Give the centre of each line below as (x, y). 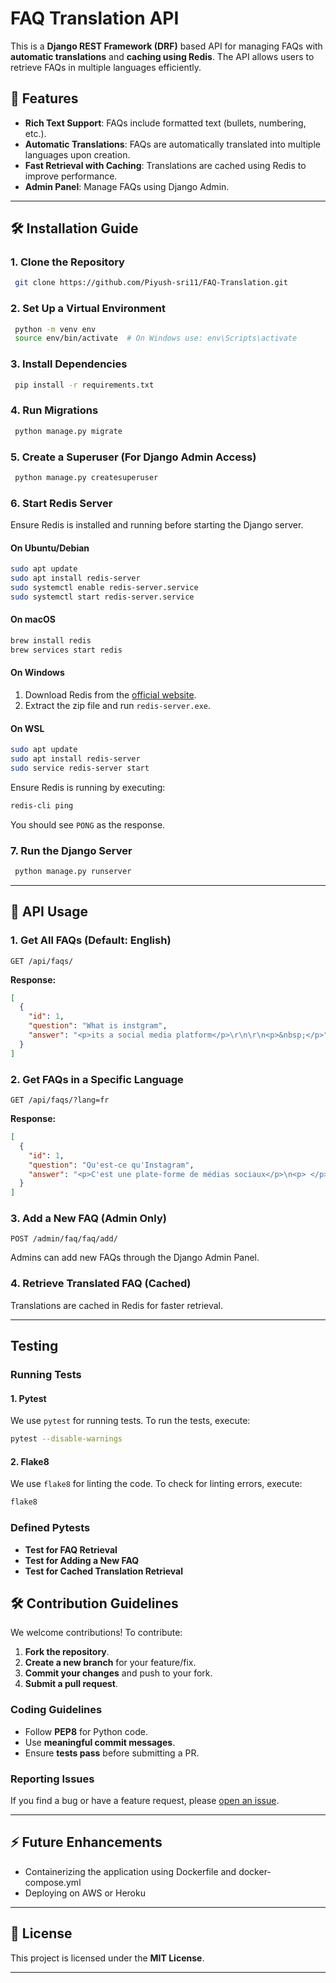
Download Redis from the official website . (110, 695)
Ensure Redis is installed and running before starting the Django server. (157, 525)
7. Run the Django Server (71, 850)
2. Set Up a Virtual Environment (88, 309)
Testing (34, 1346)
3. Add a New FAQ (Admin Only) (88, 1219)
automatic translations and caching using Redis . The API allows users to (162, 56)
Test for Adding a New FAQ (82, 1560)
